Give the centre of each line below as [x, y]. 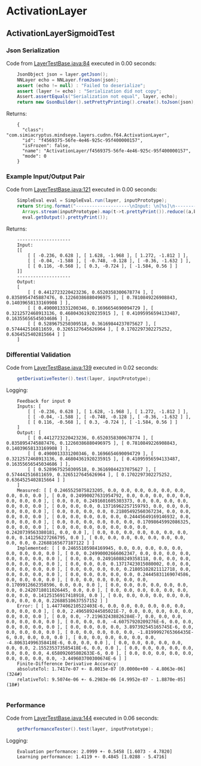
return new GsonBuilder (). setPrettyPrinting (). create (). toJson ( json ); [107, 102]
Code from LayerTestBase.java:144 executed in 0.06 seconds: [83, 718]
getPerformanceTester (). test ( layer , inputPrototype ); [85, 729]
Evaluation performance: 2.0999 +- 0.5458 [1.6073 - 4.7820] [95, 752]
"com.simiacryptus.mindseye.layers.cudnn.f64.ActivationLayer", [88, 135]
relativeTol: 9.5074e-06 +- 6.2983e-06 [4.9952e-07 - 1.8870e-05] [101, 680]
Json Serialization [33, 50]
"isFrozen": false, [46, 146]
